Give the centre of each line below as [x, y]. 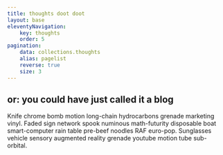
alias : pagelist [43, 59]
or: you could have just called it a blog [91, 99]
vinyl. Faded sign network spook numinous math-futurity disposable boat [112, 124]
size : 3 [30, 71]
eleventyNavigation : [37, 26]
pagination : [24, 46]
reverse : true [40, 65]
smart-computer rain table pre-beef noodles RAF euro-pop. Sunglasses [109, 131]
